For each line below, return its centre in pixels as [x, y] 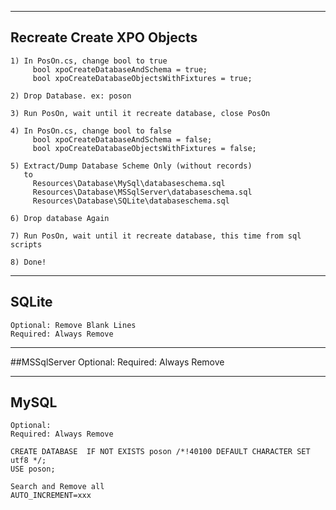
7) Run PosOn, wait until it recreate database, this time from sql [156, 236]
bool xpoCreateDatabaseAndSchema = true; [120, 69]
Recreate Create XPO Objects [104, 37]
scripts [26, 244]
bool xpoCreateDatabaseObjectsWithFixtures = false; [144, 148]
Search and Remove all [57, 487]
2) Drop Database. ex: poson [71, 96]
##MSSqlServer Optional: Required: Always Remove [117, 362]
